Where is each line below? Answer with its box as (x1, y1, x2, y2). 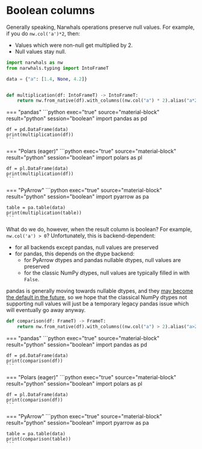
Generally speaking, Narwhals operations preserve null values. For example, (6, 23, 195, 31)
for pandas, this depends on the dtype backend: (14, 250, 135, 257)
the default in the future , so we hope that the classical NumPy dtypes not (6, 294, 188, 301)
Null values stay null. (14, 47, 67, 55)
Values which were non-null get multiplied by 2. (14, 41, 133, 49)
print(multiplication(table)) (6, 210, 82, 216)
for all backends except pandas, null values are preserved (14, 244, 159, 251)
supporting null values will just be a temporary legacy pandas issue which (6, 300, 189, 307)
